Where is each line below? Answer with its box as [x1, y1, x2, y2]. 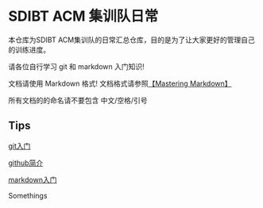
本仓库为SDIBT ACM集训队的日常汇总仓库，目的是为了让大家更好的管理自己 [8, 35, 256, 44]
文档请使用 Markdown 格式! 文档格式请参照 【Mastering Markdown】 [8, 79, 232, 88]
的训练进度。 [8, 44, 50, 54]
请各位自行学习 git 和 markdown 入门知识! [8, 61, 145, 71]
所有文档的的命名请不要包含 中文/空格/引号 [8, 95, 149, 105]
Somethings [8, 191, 48, 200]
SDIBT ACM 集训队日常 [8, 7, 159, 25]
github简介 [8, 158, 44, 168]
